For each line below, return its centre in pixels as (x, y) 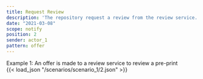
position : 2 (21, 35)
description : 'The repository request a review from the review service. (102, 18)
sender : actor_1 (27, 40)
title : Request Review (35, 12)
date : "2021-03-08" (31, 23)
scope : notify (24, 29)
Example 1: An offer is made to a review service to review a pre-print (92, 63)
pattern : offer (26, 46)
